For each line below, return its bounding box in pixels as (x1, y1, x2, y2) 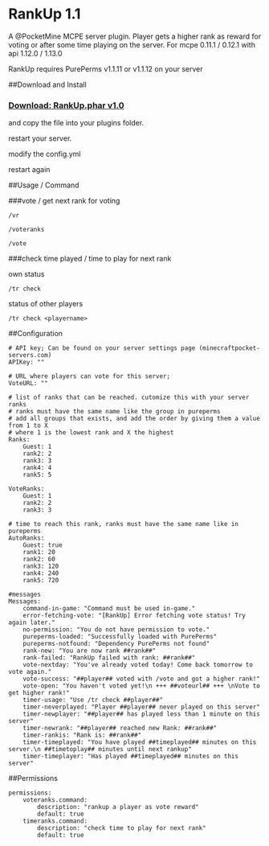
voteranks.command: (22, 796, 88, 804)
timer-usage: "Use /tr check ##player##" (22, 696, 163, 704)
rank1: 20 (22, 548, 56, 556)
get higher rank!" (8, 689, 70, 697)
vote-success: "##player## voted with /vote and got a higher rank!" (22, 675, 261, 684)
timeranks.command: (22, 817, 88, 825)
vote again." (8, 668, 52, 676)
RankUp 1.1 (8, 5, 81, 23)
